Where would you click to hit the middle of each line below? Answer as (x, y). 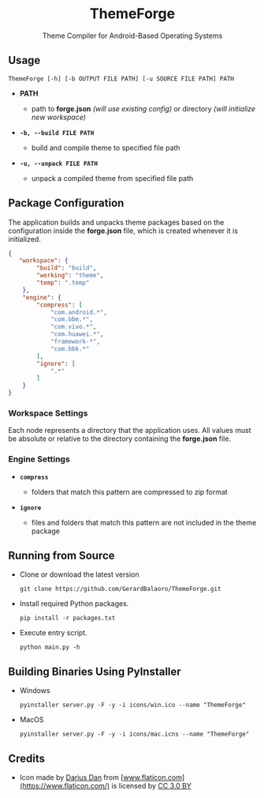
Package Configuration (66, 203)
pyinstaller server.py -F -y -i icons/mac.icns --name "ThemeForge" (134, 734)
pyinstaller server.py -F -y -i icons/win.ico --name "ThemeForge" (132, 705)
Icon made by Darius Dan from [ (71, 777)
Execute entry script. (54, 633)
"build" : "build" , (67, 268)
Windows (35, 691)
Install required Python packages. (74, 604)
